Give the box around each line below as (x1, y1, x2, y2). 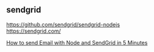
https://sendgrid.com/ (6, 27, 61, 34)
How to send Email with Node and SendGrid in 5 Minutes (6, 39, 148, 46)
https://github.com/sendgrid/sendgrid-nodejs (6, 21, 120, 28)
